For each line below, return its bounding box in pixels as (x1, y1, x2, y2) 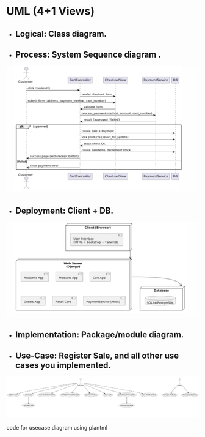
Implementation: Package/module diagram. (15, 329, 184, 340)
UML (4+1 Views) (6, 4, 95, 18)
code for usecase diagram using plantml (6, 424, 108, 431)
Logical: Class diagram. (15, 29, 107, 39)
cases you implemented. (15, 360, 112, 370)
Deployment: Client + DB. (15, 205, 114, 215)
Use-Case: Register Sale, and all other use (15, 350, 179, 360)
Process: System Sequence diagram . (15, 49, 161, 59)
